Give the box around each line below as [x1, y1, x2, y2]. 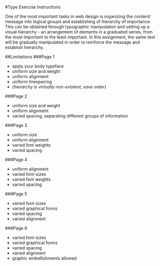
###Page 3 [5, 122, 28, 128]
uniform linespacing [12, 79, 52, 84]
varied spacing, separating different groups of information [12, 113, 128, 118]
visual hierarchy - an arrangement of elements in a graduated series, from [5, 29, 153, 34]
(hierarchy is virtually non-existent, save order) [12, 84, 107, 89]
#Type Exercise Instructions [5, 4, 61, 10]
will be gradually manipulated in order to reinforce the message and [5, 39, 140, 45]
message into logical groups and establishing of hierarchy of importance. [5, 19, 151, 24]
